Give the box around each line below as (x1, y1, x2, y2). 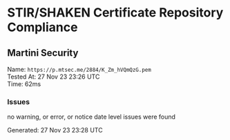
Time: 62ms (7, 80, 41, 88)
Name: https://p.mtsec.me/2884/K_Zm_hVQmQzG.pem (7, 66, 152, 73)
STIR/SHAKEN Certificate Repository (7, 5, 224, 21)
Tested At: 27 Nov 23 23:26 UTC (7, 72, 100, 81)
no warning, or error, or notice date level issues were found (7, 112, 176, 121)
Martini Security (7, 47, 79, 59)
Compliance (7, 19, 78, 35)
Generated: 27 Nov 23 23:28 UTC (7, 126, 103, 134)
